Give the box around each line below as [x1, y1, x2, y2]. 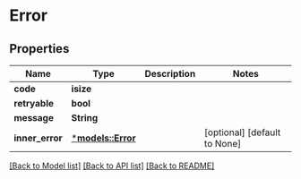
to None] [204, 138, 242, 149]
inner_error [13, 132, 63, 144]
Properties [9, 41, 70, 56]
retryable [13, 98, 54, 109]
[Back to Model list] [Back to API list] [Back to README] [9, 160, 215, 171]
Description [144, 68, 196, 80]
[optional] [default [204, 126, 281, 139]
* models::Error [71, 132, 136, 144]
